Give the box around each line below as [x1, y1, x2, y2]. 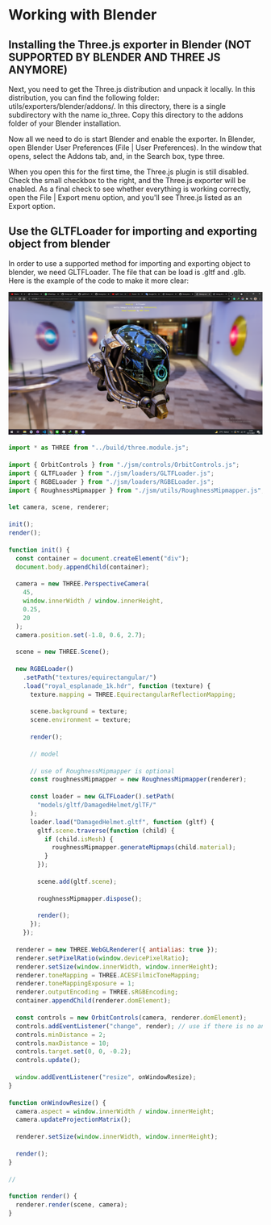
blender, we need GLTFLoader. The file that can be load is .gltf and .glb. [8, 267, 247, 277]
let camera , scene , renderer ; [8, 503, 110, 511]
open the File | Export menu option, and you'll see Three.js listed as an [8, 193, 243, 202]
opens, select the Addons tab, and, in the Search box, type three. [8, 152, 225, 160]
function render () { [8, 1192, 78, 1201]
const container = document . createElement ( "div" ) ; [15, 554, 190, 562]
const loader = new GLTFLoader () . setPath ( [29, 793, 175, 801]
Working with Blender [8, 6, 157, 24]
